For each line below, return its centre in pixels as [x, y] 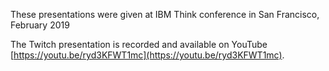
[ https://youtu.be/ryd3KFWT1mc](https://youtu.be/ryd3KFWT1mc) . [147, 55]
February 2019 [40, 25]
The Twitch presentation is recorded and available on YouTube [139, 44]
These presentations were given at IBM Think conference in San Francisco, [165, 14]
